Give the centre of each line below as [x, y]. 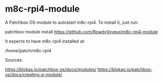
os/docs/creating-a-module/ [34, 74]
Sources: [14, 60]
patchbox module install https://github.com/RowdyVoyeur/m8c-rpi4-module [81, 32]
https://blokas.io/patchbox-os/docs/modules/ [51, 69]
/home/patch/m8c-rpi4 [28, 50]
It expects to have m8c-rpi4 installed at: [45, 41]
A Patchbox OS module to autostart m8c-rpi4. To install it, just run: [72, 22]
